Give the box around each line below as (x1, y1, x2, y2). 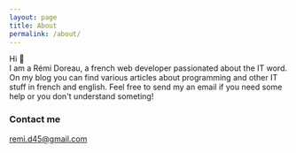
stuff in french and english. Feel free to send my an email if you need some (9, 81, 283, 93)
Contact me (9, 113, 61, 126)
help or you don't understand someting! (9, 91, 154, 102)
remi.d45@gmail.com (9, 134, 88, 144)
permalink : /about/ (9, 29, 82, 38)
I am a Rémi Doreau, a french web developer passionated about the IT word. (9, 63, 288, 73)
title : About (9, 21, 58, 30)
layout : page (9, 12, 58, 22)
